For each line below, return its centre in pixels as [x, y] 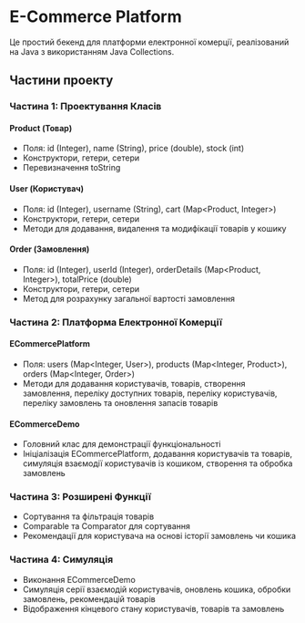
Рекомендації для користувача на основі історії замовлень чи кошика [159, 536]
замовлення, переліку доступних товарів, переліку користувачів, [150, 393]
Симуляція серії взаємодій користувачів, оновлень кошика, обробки [157, 589]
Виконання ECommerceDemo [79, 579]
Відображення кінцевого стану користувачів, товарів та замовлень [153, 608]
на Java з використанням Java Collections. [92, 51]
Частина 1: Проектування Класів [86, 107]
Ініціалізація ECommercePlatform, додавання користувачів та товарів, [158, 454]
